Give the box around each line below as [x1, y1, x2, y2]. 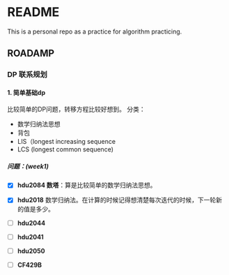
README [7, 4, 60, 20]
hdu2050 [17, 246, 45, 255]
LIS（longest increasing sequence [17, 137, 116, 146]
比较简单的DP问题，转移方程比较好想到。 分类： [7, 105, 145, 114]
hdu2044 [17, 218, 46, 227]
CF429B [17, 260, 42, 269]
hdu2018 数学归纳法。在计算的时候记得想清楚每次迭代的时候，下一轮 [17, 196, 216, 205]
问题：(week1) [7, 162, 49, 171]
